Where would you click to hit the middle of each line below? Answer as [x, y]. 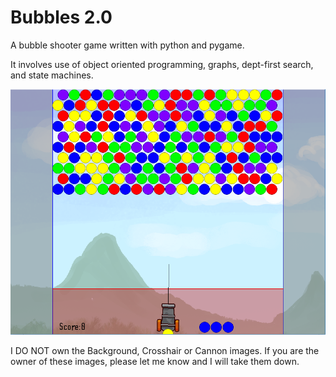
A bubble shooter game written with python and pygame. [127, 45]
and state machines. [52, 75]
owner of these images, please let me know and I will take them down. [155, 362]
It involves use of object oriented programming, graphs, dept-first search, [162, 64]
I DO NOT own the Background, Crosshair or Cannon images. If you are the [165, 351]
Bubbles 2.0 [61, 17]
